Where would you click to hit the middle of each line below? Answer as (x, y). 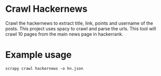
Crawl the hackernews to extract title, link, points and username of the (79, 23)
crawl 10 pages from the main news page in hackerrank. (64, 34)
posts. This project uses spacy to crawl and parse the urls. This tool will (81, 28)
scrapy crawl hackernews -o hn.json (44, 68)
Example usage (39, 55)
